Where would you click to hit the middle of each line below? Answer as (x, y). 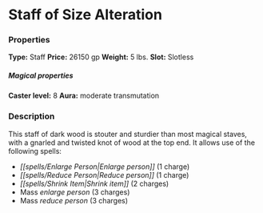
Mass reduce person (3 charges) (74, 200)
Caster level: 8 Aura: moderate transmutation (84, 96)
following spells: (35, 151)
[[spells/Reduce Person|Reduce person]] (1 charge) (104, 175)
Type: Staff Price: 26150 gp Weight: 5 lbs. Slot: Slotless (101, 57)
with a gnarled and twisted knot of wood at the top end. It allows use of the (132, 143)
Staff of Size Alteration (85, 15)
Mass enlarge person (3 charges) (75, 192)
